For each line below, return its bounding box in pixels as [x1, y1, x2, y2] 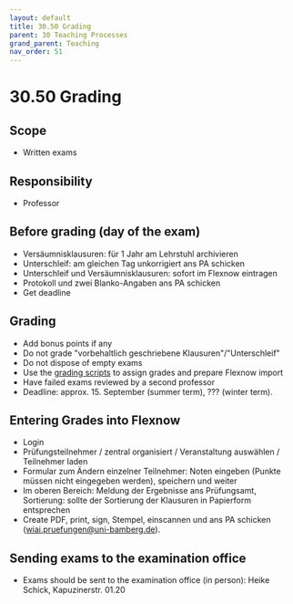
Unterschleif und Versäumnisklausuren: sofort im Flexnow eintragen [22, 267, 278, 278]
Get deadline [22, 286, 71, 297]
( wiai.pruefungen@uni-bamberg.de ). [22, 524, 161, 535]
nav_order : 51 [9, 47, 64, 57]
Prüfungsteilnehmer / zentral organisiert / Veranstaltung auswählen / [22, 446, 280, 457]
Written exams [22, 147, 77, 158]
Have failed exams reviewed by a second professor [22, 376, 216, 388]
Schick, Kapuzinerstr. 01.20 [22, 585, 126, 596]
